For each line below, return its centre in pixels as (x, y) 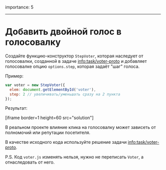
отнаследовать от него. (30, 162)
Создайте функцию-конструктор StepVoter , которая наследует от (74, 56)
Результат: (16, 108)
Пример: (14, 76)
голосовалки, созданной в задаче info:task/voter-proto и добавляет (76, 61)
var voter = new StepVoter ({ (35, 85)
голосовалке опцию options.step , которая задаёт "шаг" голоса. (72, 66)
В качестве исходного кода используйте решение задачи (66, 142)
